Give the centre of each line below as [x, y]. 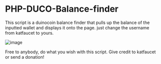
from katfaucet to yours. [29, 33]
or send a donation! [25, 57]
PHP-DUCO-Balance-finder [62, 9]
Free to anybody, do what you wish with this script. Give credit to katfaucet [80, 52]
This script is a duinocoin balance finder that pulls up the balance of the [78, 22]
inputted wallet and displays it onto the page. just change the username [77, 27]
